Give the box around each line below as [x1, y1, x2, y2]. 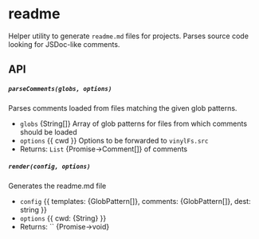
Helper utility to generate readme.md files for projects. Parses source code [8, 31, 249, 41]
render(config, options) [8, 163, 91, 170]
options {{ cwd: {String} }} [19, 214, 107, 223]
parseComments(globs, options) [8, 84, 112, 92]
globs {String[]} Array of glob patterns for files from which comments [19, 119, 248, 128]
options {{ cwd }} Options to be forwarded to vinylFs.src [19, 136, 209, 146]
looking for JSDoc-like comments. [8, 39, 120, 49]
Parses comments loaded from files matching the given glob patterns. [8, 104, 237, 113]
